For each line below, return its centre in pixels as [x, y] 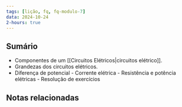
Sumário [22, 46]
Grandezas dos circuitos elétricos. [56, 67]
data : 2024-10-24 [27, 17]
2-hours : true [24, 22]
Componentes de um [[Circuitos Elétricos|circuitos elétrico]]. [88, 61]
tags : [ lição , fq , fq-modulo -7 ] [46, 11]
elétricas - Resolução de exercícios [57, 79]
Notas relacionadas [43, 98]
